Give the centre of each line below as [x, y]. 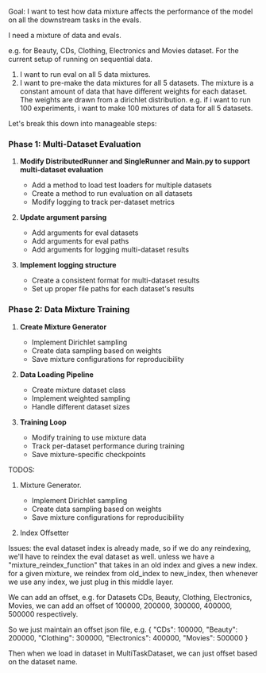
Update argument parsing [63, 217]
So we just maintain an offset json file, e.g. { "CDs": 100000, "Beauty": [123, 629]
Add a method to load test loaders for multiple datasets [121, 185]
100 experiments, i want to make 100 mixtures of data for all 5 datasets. [136, 108]
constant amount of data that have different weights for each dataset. [133, 91]
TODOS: [22, 469]
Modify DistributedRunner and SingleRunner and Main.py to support [135, 161]
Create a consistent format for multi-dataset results [116, 280]
